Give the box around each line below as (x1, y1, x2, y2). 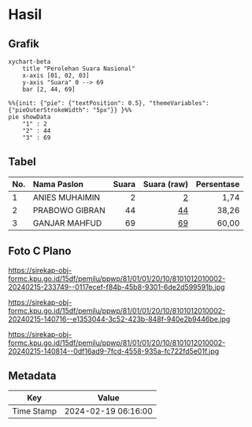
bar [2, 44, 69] (22, 85, 76, 93)
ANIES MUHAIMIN (32, 192, 101, 203)
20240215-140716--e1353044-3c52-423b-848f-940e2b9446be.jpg (8, 314, 231, 324)
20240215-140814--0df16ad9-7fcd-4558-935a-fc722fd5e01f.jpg (8, 346, 220, 356)
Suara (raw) (143, 178, 189, 189)
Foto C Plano (8, 245, 72, 258)
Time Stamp (12, 406, 57, 417)
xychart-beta (8, 58, 51, 66)
